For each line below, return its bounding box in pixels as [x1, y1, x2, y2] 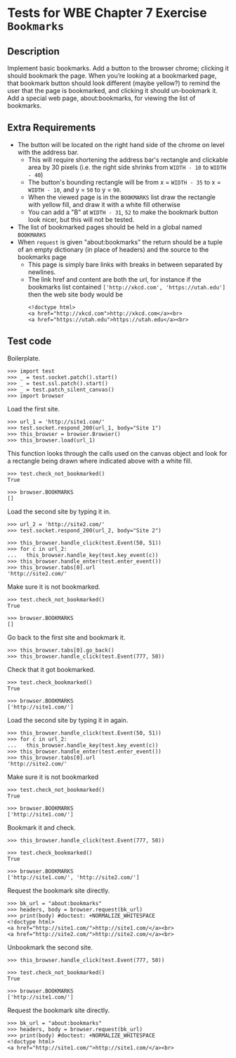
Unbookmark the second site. [7, 942, 93, 952]
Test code [7, 335, 52, 347]
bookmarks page [17, 252, 67, 261]
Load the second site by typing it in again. [7, 716, 129, 724]
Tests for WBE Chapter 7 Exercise [7, 5, 207, 21]
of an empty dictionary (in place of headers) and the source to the [17, 245, 209, 254]
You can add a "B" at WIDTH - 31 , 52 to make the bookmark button [27, 208, 219, 216]
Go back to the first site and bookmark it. [7, 633, 126, 642]
